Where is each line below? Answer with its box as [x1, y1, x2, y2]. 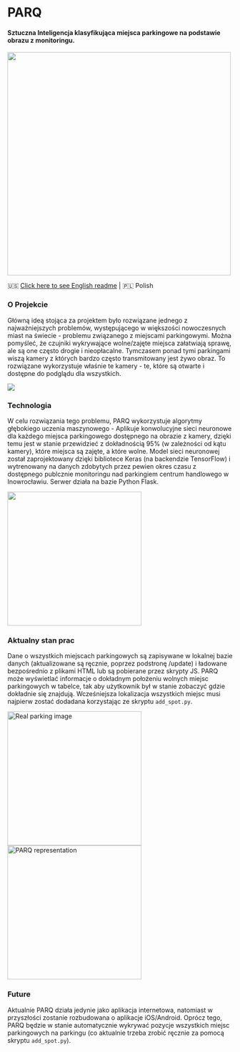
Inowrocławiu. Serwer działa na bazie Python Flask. [7, 477, 159, 486]
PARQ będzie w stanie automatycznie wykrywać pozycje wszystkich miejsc [7, 1021, 230, 1029]
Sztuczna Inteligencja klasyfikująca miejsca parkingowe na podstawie [7, 28, 221, 36]
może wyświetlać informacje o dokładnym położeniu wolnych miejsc [7, 675, 209, 683]
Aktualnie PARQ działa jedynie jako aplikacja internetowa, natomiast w [7, 1006, 213, 1014]
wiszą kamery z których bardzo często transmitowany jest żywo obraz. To [7, 354, 226, 362]
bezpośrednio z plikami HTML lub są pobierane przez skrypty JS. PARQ [7, 667, 219, 675]
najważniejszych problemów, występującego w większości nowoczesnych [7, 323, 226, 332]
